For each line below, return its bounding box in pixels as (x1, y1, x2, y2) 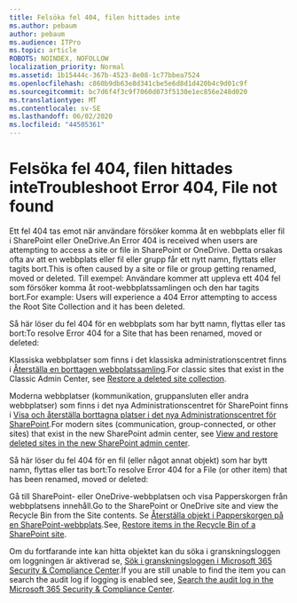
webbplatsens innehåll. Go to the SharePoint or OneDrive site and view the (9, 500, 279, 511)
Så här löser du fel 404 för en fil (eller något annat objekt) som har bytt (9, 455, 268, 465)
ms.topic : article (9, 46, 77, 55)
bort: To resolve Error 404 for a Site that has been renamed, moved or (9, 328, 262, 338)
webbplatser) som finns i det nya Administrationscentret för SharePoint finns (9, 400, 289, 410)
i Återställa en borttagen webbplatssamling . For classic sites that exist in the (9, 363, 285, 374)
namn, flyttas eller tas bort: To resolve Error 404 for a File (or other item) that (9, 464, 288, 475)
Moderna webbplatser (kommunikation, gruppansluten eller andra (9, 390, 249, 401)
